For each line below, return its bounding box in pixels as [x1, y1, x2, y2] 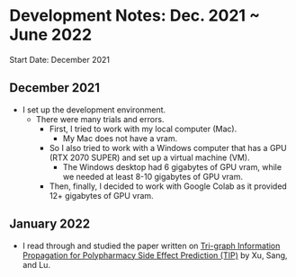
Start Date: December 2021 [9, 54, 111, 65]
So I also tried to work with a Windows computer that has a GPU [49, 142, 287, 153]
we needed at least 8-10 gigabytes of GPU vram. [62, 171, 244, 182]
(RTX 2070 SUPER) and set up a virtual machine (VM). [49, 152, 250, 163]
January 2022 [9, 217, 91, 232]
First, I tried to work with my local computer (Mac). [49, 123, 238, 134]
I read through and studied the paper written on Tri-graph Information [22, 240, 281, 251]
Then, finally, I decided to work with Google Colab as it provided [49, 181, 288, 192]
